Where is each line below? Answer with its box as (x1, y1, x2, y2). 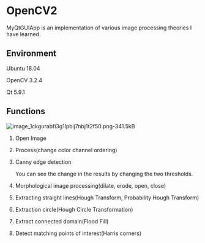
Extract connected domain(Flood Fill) (15, 217, 109, 225)
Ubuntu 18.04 (6, 64, 40, 72)
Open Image (15, 134, 47, 142)
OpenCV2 (6, 4, 58, 18)
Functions (6, 106, 46, 117)
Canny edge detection (15, 158, 72, 166)
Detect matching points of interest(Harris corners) (15, 229, 142, 237)
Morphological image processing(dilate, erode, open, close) (15, 182, 166, 189)
